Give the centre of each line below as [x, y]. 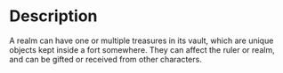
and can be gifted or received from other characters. [105, 59]
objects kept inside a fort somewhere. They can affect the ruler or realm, [142, 49]
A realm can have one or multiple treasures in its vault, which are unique [141, 40]
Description [53, 16]
